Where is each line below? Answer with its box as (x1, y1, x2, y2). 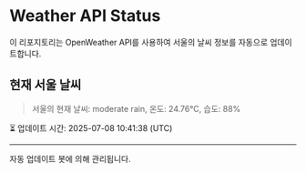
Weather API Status (9, 5, 161, 26)
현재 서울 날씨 (9, 77, 82, 93)
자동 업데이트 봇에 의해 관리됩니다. (9, 153, 131, 164)
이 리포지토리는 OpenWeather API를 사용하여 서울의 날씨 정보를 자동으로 (9, 36, 269, 47)
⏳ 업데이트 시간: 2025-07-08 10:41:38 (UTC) (9, 122, 173, 133)
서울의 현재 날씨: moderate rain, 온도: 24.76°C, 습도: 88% (31, 103, 241, 114)
